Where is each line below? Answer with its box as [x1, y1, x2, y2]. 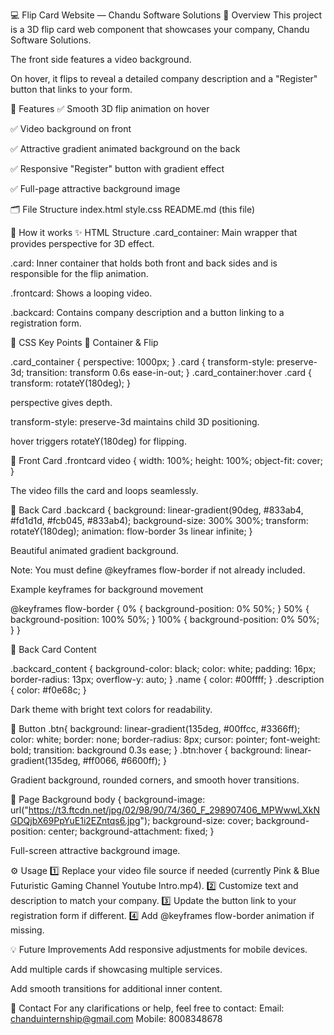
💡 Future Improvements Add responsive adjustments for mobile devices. [10, 944, 308, 955]
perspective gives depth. [10, 397, 113, 408]
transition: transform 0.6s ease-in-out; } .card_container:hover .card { [26, 367, 312, 378]
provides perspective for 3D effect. [10, 238, 155, 249]
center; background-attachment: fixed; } [48, 825, 215, 837]
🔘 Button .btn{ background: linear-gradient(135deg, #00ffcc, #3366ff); [10, 723, 301, 734]
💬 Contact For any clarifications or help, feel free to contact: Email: [10, 1002, 285, 1014]
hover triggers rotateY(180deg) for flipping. [10, 435, 187, 447]
